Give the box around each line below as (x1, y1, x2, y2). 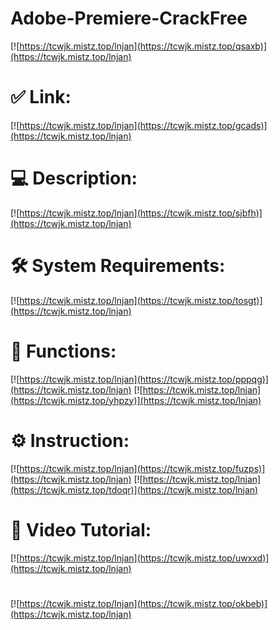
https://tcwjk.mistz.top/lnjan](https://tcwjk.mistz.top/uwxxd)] (19, 552, 270, 564)
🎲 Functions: (10, 340, 117, 362)
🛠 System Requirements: (10, 255, 226, 277)
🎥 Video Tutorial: (10, 518, 152, 541)
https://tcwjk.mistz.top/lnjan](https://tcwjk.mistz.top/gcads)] (19, 119, 268, 131)
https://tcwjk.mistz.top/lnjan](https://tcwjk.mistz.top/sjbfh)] (19, 207, 263, 219)
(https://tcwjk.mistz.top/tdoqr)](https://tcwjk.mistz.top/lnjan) (10, 483, 259, 496)
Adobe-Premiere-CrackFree (10, 7, 248, 30)
